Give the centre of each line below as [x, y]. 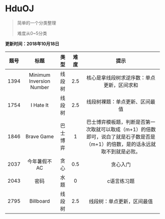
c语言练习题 [121, 181]
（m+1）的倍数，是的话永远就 [121, 144]
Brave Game [40, 136]
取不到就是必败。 [121, 152]
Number [40, 87]
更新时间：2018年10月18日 [32, 44]
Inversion [40, 81]
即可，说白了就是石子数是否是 [121, 137]
